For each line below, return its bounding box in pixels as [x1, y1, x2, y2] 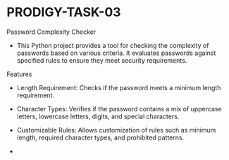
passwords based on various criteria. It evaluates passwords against [16, 49, 216, 57]
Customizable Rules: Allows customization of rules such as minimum [16, 125, 216, 134]
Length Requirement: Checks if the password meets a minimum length [16, 83, 221, 92]
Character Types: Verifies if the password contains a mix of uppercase [16, 104, 223, 113]
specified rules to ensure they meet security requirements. [16, 56, 187, 64]
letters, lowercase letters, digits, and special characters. [16, 112, 180, 121]
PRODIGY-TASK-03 [6, 4, 121, 20]
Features [6, 70, 32, 78]
